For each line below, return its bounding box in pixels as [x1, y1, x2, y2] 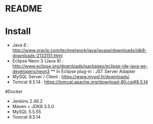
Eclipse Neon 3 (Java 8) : [12, 58, 64, 64]
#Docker [5, 89, 23, 95]
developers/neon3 [12, 68, 50, 74]
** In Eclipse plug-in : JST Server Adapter [50, 68, 136, 74]
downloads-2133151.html [12, 53, 63, 59]
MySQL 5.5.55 [12, 109, 41, 115]
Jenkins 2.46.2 [12, 98, 43, 104]
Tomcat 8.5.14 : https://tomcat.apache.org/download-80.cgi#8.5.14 [12, 79, 148, 85]
